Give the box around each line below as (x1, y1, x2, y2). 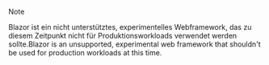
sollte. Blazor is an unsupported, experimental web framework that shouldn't (8, 39, 261, 49)
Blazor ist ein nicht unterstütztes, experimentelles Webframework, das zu (8, 22, 252, 31)
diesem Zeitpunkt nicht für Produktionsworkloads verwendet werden (8, 31, 237, 40)
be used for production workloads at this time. (8, 48, 162, 57)
